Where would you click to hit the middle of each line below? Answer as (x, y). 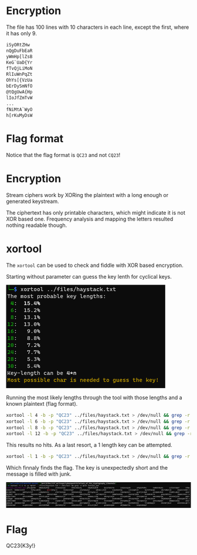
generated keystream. (33, 201)
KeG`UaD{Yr (19, 62)
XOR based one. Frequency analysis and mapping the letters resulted (90, 219)
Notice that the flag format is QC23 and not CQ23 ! (63, 155)
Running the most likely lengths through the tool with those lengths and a (94, 397)
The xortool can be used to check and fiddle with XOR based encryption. (95, 265)
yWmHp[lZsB (19, 56)
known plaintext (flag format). (42, 403)
